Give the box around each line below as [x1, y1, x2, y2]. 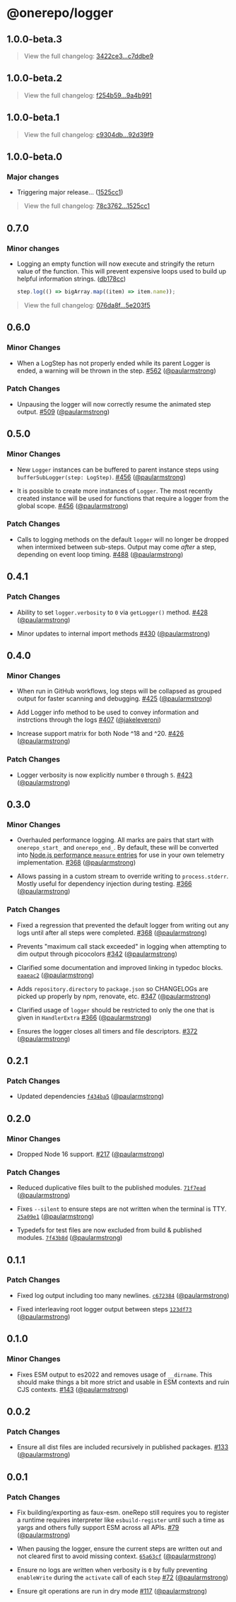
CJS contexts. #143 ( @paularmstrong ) [16, 1385, 129, 1393]
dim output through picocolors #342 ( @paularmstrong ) [16, 949, 177, 958]
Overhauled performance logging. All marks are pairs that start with [16, 836, 214, 844]
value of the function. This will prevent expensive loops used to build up [16, 267, 227, 275]
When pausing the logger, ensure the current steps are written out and [16, 1544, 223, 1553]
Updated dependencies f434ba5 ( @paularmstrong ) [16, 1092, 164, 1101]
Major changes [6, 172, 59, 182]
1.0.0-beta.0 [6, 151, 63, 163]
